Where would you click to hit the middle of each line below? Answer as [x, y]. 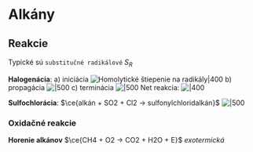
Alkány [31, 14]
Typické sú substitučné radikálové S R [70, 63]
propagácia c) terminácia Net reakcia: [94, 87]
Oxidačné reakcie [42, 123]
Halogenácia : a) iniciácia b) [120, 79]
